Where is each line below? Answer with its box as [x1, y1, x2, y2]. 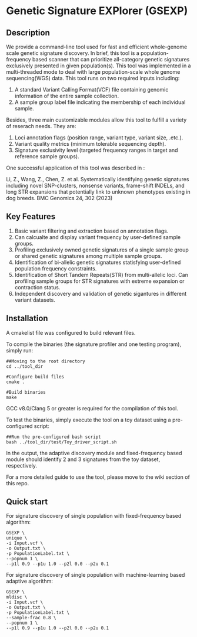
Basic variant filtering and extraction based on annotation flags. [14, 227, 169, 234]
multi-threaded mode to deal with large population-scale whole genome [6, 68, 181, 75]
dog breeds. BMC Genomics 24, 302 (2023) [6, 195, 113, 201]
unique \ [6, 535, 28, 541]
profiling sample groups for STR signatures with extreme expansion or [14, 277, 185, 285]
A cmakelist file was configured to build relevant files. [6, 329, 136, 336]
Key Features [6, 211, 56, 222]
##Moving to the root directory [6, 358, 85, 364]
